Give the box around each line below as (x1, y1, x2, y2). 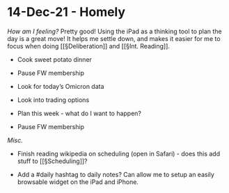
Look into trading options (17, 95, 90, 104)
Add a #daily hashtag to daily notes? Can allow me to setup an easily (17, 170, 214, 178)
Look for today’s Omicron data (17, 82, 104, 90)
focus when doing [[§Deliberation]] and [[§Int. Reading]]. (7, 42, 171, 50)
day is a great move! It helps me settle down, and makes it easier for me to (7, 34, 221, 42)
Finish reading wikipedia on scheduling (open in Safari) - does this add (17, 149, 221, 158)
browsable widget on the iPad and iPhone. (17, 178, 139, 186)
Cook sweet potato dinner (17, 55, 93, 63)
